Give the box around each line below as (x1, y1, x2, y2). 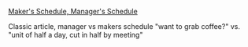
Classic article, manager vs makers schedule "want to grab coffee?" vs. (8, 22, 240, 31)
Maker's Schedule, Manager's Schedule (8, 7, 138, 16)
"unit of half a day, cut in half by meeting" (8, 31, 143, 39)
